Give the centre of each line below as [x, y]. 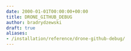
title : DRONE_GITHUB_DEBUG [39, 17]
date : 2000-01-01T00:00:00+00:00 [47, 11]
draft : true [21, 28]
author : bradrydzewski [34, 22]
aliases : [17, 33]
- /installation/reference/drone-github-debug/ [66, 39]
